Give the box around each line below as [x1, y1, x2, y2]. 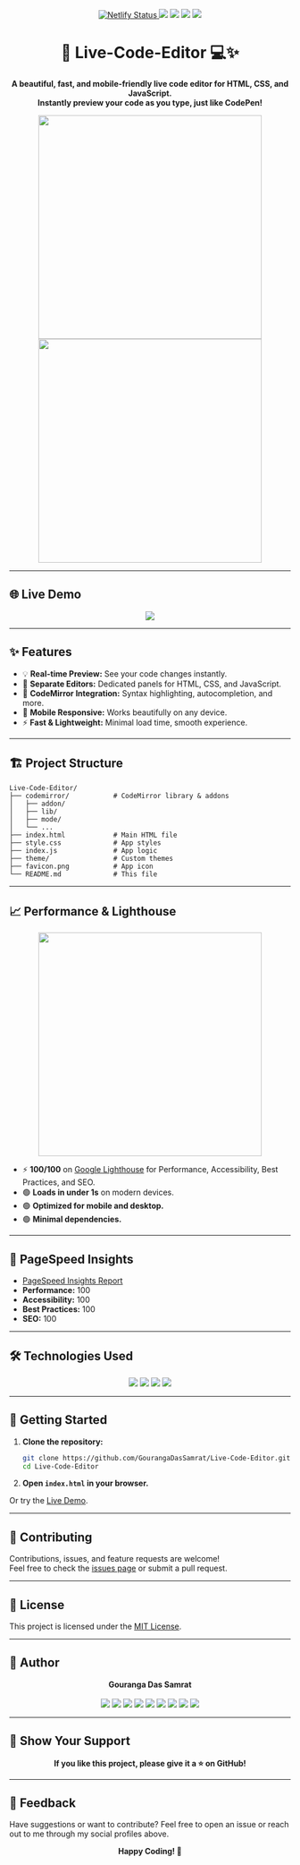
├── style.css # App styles [9, 839, 162, 847]
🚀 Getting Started [9, 1412, 108, 1427]
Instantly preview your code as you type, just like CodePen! [37, 97, 263, 107]
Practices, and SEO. [21, 1177, 96, 1188]
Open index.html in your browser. [21, 1478, 149, 1489]
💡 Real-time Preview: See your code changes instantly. [21, 668, 228, 679]
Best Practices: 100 [21, 1304, 96, 1315]
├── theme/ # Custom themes [9, 855, 174, 864]
